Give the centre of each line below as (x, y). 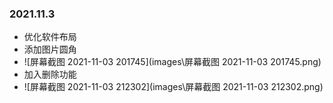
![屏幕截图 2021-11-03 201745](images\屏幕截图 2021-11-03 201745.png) (172, 62)
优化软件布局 (50, 37)
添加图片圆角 (50, 49)
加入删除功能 (50, 74)
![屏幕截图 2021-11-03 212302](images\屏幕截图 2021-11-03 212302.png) (173, 87)
